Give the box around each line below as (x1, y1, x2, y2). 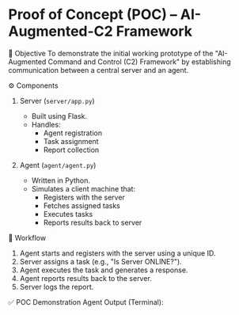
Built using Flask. (31, 111, 88, 120)
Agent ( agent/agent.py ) (19, 160, 97, 169)
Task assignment (43, 136, 99, 146)
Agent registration (43, 128, 103, 138)
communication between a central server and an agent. (8, 65, 189, 74)
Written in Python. (31, 176, 91, 185)
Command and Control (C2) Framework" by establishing (47, 57, 231, 66)
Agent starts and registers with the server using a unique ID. (19, 248, 216, 258)
